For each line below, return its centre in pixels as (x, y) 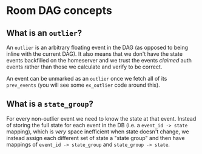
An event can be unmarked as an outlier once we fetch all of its (87, 79)
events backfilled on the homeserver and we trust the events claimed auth (99, 60)
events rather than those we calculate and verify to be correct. (84, 67)
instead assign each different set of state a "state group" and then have (96, 138)
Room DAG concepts (59, 11)
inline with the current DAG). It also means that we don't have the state (95, 54)
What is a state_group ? (50, 104)
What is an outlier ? (44, 33)
